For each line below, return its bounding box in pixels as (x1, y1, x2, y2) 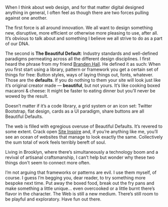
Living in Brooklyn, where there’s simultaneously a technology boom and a (5, 149, 158, 155)
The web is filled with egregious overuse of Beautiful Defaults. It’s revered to (5, 123, 162, 129)
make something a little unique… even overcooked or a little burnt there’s (5, 185, 155, 191)
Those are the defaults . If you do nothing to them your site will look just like (5, 77, 161, 83)
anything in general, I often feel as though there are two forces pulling (5, 10, 149, 16)
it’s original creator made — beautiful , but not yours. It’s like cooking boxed (5, 82, 160, 88)
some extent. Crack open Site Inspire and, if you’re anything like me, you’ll (5, 129, 158, 135)
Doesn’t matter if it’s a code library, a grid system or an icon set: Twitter (5, 103, 152, 109)
